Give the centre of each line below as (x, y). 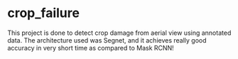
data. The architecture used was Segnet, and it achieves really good (107, 40)
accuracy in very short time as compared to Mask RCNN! (91, 48)
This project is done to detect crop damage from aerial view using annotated (119, 33)
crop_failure (44, 13)
